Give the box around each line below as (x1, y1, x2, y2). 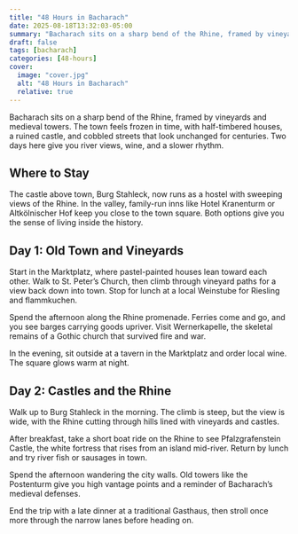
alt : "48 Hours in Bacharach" (17, 79, 129, 88)
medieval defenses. (9, 488, 82, 499)
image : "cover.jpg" (17, 71, 90, 80)
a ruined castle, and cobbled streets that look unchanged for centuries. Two (9, 130, 286, 141)
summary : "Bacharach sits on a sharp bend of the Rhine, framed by (9, 29, 264, 38)
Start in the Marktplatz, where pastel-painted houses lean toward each (9, 267, 268, 278)
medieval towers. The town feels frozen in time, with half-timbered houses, (9, 121, 283, 131)
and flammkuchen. (9, 294, 78, 306)
